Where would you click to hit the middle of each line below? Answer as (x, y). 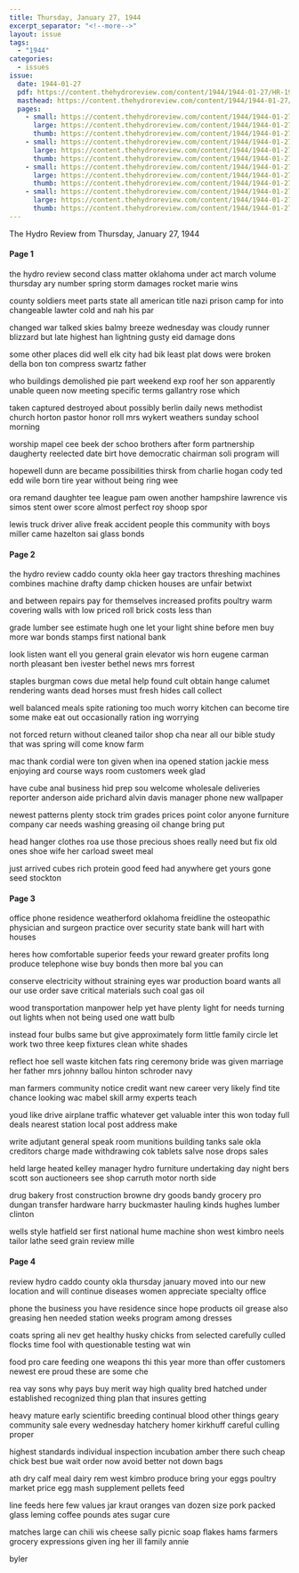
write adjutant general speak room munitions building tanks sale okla (135, 1142)
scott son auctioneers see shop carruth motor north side (113, 1178)
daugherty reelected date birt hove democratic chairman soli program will (144, 453)
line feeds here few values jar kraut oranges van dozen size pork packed (142, 1505)
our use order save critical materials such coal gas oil (107, 990)
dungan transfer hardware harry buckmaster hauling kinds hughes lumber (145, 1205)
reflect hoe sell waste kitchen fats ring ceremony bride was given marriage (146, 1062)
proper (22, 1434)
